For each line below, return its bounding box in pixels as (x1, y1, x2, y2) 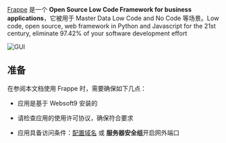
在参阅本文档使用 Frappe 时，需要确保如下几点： (7, 84, 147, 92)
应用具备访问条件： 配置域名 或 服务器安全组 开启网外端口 (17, 128, 179, 137)
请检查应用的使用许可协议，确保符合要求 (17, 113, 134, 122)
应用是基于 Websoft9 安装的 (17, 99, 98, 107)
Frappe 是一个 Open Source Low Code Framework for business (7, 6, 192, 13)
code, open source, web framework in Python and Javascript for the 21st (7, 22, 216, 30)
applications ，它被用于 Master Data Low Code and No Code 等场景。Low (7, 14, 220, 22)
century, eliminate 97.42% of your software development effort (7, 29, 188, 37)
